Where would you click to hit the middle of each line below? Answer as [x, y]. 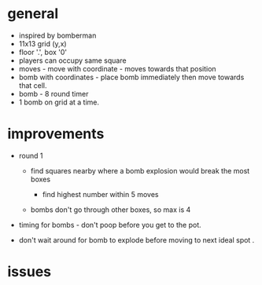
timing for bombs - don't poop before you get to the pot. [110, 225]
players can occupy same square [72, 60]
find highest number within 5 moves [100, 194]
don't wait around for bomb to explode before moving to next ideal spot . [137, 239]
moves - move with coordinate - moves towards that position [118, 68]
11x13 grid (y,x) [43, 43]
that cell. [33, 85]
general [33, 14]
